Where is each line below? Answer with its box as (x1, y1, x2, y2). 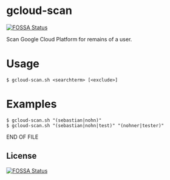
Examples (6, 97, 57, 111)
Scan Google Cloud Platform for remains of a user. (6, 35, 132, 43)
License (6, 151, 37, 161)
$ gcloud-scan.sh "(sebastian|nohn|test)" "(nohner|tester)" (6, 122, 165, 128)
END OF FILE (6, 133, 39, 140)
